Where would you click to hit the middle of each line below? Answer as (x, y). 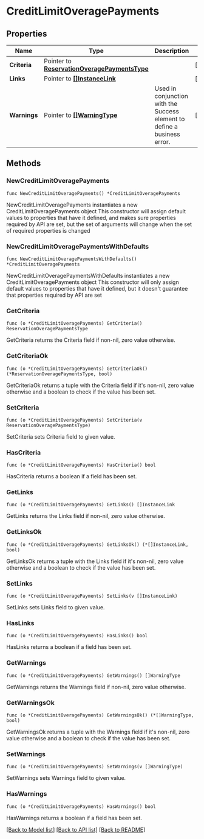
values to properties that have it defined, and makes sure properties (91, 218)
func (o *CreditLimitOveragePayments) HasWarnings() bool (81, 806)
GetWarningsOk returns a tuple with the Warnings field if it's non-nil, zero (98, 732)
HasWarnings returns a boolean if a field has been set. (74, 818)
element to (170, 119)
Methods (24, 164)
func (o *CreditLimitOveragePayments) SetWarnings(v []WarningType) (95, 767)
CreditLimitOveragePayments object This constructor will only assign (93, 282)
